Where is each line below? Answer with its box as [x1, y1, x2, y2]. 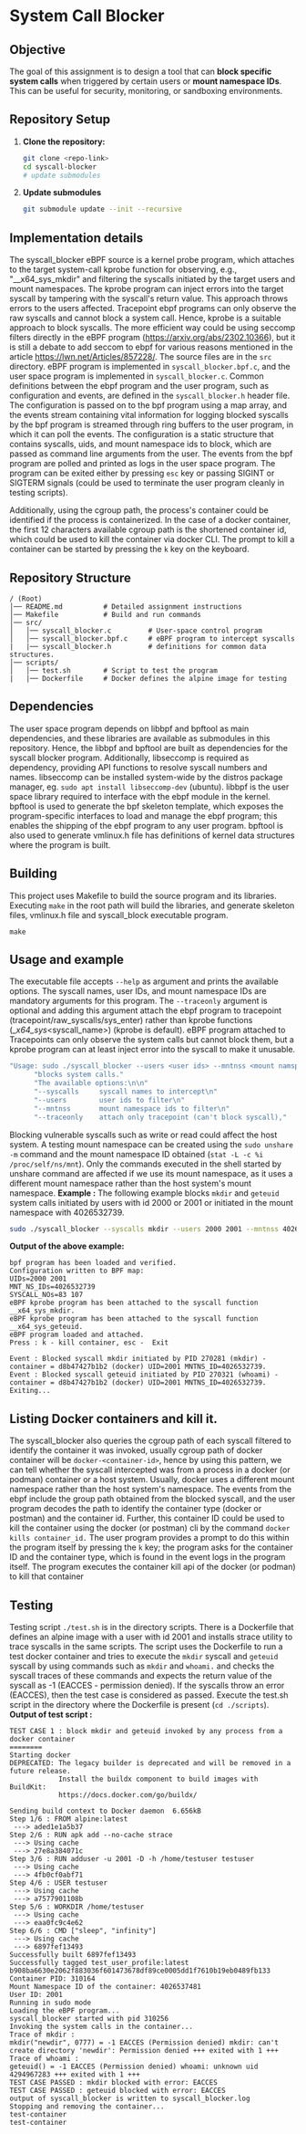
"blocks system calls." [33, 1070, 125, 1080]
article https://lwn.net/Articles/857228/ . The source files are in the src [9, 351, 272, 362]
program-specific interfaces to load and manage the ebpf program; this [9, 810, 278, 821]
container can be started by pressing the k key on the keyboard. [9, 544, 250, 555]
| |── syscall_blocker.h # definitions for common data [9, 642, 267, 651]
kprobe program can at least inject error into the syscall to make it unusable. [9, 1044, 296, 1055]
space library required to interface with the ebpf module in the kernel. [9, 790, 270, 801]
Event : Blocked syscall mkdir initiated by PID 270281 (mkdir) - [9, 1355, 267, 1364]
